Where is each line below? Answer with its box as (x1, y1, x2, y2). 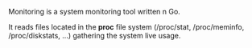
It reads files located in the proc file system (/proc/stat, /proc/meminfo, (8, 22, 245, 31)
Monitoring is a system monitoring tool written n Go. (8, 7, 181, 16)
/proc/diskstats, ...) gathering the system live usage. (8, 31, 181, 40)
